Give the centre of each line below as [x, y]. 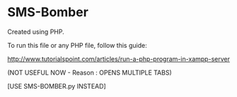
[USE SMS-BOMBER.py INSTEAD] [57, 86]
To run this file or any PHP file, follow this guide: [77, 45]
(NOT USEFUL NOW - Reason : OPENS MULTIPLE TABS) [89, 72]
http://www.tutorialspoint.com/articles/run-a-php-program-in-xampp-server [118, 59]
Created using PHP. [36, 32]
